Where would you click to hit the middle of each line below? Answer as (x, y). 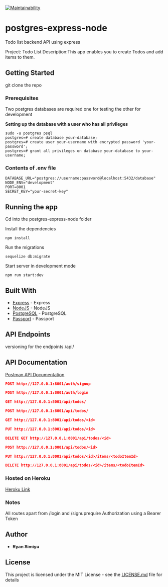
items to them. (20, 57)
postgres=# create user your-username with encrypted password (73, 142)
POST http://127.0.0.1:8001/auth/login (47, 393)
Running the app (31, 207)
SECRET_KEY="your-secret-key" (37, 192)
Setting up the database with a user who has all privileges (67, 124)
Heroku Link (18, 489)
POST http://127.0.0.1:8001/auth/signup (48, 384)
